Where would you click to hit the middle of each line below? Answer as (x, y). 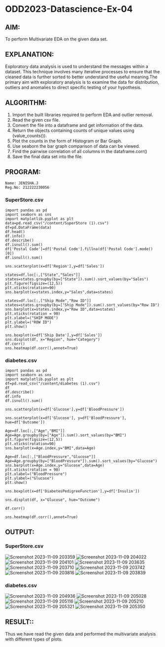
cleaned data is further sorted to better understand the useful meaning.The (81, 77)
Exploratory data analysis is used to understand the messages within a (77, 66)
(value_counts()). (29, 135)
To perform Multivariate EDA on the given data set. (56, 39)
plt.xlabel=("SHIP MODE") (32, 318)
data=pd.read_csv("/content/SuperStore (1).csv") (57, 223)
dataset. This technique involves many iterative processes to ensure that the (82, 71)
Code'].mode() (138, 249)
